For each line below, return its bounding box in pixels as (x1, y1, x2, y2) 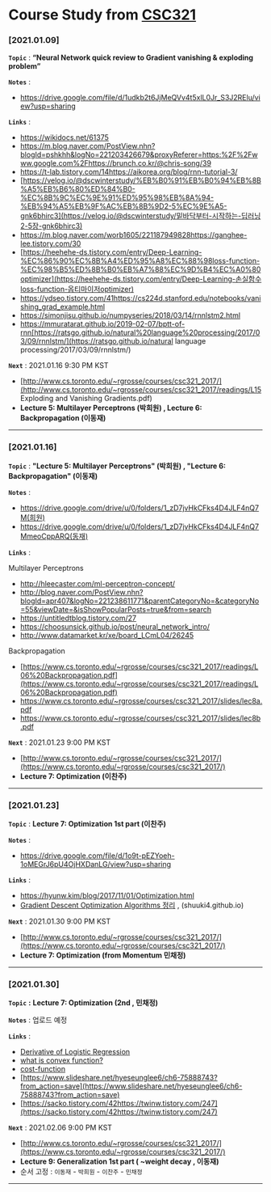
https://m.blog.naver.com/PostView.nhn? (19, 142, 156, 151)
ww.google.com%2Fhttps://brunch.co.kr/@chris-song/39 (19, 159, 212, 168)
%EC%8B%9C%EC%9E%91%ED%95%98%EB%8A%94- (19, 192, 215, 203)
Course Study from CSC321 (8, 6, 196, 24)
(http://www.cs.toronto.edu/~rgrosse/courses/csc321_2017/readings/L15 (19, 385, 262, 395)
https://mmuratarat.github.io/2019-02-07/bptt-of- (19, 319, 186, 329)
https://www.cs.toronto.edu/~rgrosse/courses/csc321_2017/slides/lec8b (19, 713, 261, 723)
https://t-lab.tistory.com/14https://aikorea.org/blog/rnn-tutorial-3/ (19, 167, 238, 177)
